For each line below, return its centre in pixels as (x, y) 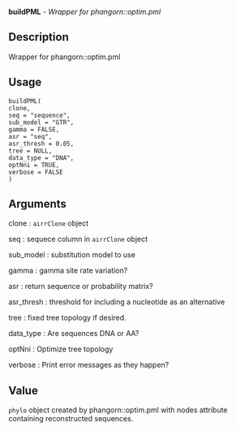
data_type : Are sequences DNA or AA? (74, 334)
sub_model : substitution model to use (72, 255)
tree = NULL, (30, 151)
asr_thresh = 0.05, (41, 144)
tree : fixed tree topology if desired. (68, 318)
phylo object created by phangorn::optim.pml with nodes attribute (118, 410)
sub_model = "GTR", (41, 122)
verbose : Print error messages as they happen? (89, 365)
